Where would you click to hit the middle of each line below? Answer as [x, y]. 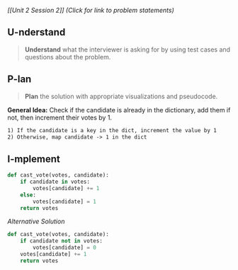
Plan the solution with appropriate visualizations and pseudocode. [121, 96]
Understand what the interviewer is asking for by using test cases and [127, 49]
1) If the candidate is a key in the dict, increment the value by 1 [112, 130]
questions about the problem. [68, 57]
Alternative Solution [36, 221]
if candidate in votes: [55, 182]
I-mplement [34, 159]
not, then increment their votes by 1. [59, 117]
